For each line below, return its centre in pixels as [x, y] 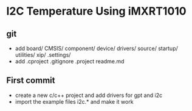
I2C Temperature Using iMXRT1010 [96, 11]
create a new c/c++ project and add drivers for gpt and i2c [89, 95]
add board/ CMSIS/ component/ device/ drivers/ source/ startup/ [96, 48]
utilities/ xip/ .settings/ [43, 55]
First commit [31, 81]
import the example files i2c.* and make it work [74, 101]
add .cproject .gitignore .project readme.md [70, 61]
